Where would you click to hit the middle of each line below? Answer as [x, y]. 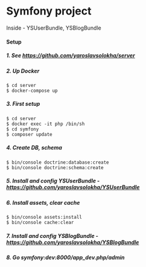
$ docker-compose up [32, 91]
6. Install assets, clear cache [43, 202]
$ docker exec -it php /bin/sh [46, 124]
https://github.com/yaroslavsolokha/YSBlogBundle [73, 242]
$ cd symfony [23, 129]
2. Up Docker [23, 71]
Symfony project [49, 11]
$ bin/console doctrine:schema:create [55, 167]
